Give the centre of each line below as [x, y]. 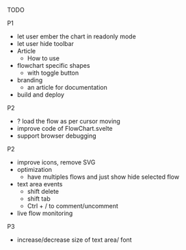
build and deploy [41, 95]
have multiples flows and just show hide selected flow [103, 177]
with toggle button [53, 73]
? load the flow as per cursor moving [69, 121]
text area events [40, 184]
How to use [43, 58]
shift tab [39, 199]
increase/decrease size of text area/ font [74, 240]
